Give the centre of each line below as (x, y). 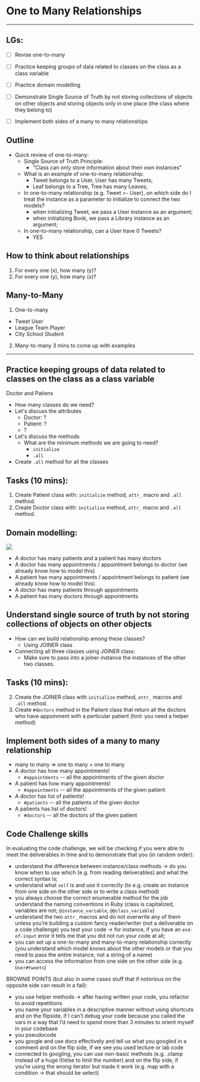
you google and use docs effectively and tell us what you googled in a (101, 1041)
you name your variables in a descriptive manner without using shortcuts (104, 1010)
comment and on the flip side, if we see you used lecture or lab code (99, 1047)
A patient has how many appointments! (63, 783)
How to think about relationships (68, 256)
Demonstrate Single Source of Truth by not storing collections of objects (104, 97)
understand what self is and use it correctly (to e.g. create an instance (102, 885)
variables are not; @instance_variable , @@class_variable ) (85, 910)
